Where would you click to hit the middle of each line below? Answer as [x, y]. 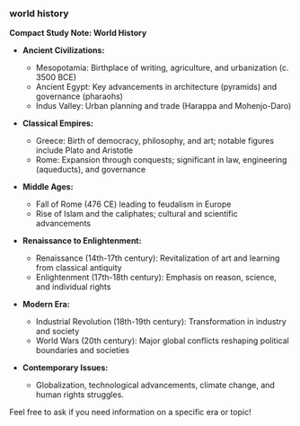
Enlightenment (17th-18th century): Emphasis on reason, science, [156, 278]
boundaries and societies [83, 351]
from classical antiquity [79, 268]
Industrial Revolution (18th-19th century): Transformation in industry [161, 322]
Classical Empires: [58, 123]
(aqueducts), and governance [91, 170]
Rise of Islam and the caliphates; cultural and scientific [137, 214]
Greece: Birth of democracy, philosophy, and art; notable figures [155, 141]
